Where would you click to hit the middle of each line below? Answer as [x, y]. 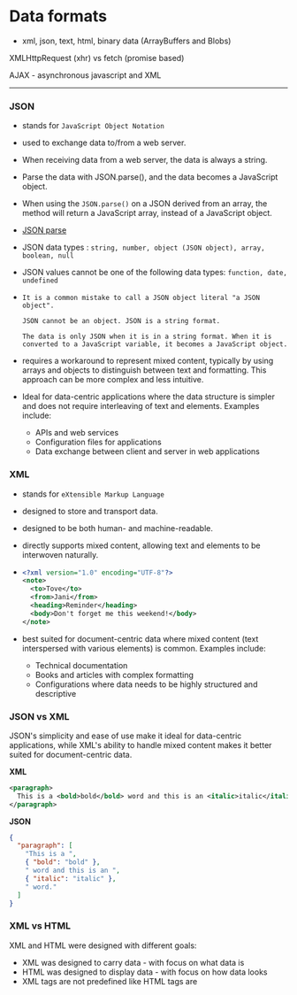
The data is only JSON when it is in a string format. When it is [147, 337]
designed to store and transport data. [90, 511]
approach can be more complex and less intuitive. [113, 380]
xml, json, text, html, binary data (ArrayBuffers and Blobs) [126, 41]
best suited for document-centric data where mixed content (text [140, 638]
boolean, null [48, 256]
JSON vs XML [39, 716]
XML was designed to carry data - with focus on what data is [133, 962]
